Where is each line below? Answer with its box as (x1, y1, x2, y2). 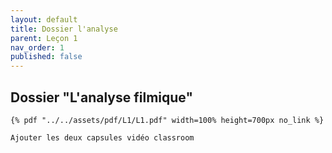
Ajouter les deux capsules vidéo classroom (10, 132, 195, 143)
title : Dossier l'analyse (10, 24, 118, 34)
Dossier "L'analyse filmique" (10, 89, 193, 106)
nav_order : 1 (10, 42, 65, 53)
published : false (10, 52, 83, 62)
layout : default (10, 14, 78, 25)
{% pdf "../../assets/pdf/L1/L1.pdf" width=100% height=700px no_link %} (10, 115, 325, 125)
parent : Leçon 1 (10, 33, 78, 43)
